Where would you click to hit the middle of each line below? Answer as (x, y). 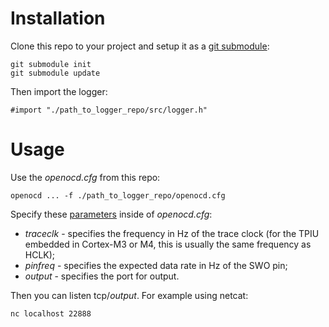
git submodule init (51, 64)
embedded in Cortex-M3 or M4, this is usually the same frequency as (168, 244)
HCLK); (40, 254)
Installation (58, 18)
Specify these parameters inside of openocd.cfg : (111, 214)
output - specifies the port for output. (102, 276)
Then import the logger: (59, 91)
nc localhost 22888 (51, 313)
